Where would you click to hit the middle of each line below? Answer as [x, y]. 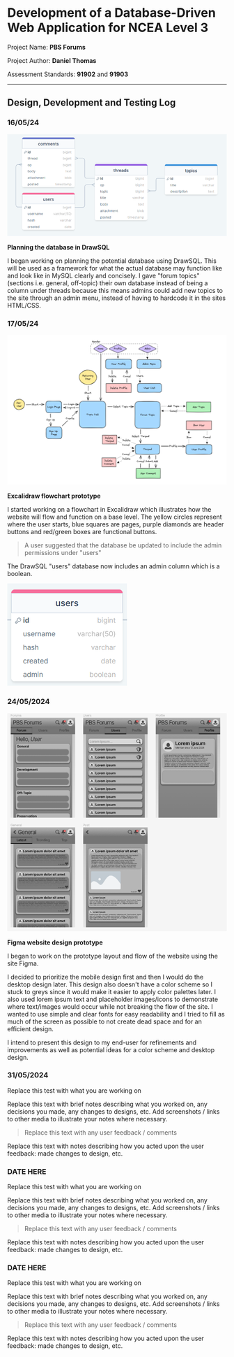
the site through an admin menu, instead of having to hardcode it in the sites [117, 298]
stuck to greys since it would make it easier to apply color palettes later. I [112, 991]
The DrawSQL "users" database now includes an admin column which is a [114, 566]
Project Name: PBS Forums [46, 47]
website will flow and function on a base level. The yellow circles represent [115, 517]
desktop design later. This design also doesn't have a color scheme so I [110, 984]
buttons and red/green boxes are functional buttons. [82, 532]
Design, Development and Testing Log [92, 103]
